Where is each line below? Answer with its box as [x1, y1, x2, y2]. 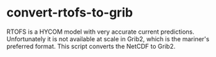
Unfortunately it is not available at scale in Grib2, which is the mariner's [6, 34, 210, 43]
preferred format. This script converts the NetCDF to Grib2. [6, 42, 176, 50]
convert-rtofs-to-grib [6, 5, 133, 21]
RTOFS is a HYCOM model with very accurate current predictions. [6, 27, 195, 36]
